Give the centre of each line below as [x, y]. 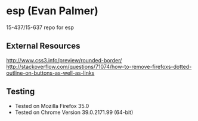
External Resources [43, 46]
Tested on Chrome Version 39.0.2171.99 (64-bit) [74, 112]
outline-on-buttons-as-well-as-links [50, 73]
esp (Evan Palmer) [52, 11]
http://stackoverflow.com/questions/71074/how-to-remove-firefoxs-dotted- [99, 66]
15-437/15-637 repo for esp [40, 27]
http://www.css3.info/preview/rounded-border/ [64, 60]
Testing [21, 92]
